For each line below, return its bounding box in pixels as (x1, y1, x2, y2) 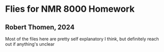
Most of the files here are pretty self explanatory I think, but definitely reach (5, 36, 159, 42)
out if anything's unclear (5, 41, 55, 47)
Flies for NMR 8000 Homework (5, 3, 135, 15)
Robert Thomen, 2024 (5, 23, 75, 31)
